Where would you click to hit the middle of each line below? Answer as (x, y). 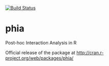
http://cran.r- (90, 52)
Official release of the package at (40, 52)
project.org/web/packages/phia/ (39, 58)
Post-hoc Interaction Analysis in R (41, 42)
